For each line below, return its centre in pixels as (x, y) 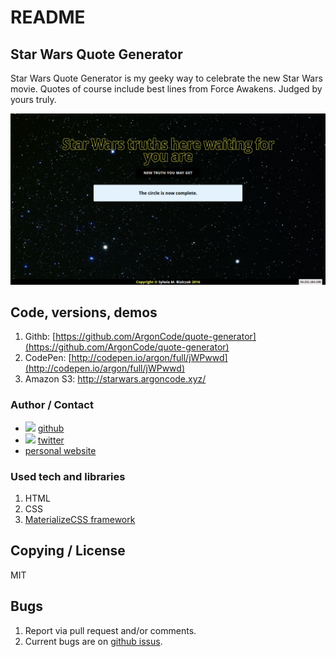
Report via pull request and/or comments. (110, 630)
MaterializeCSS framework (80, 520)
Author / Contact (52, 405)
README (48, 17)
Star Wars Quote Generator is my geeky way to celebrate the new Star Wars (166, 78)
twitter (51, 440)
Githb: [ (40, 337)
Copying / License (68, 551)
